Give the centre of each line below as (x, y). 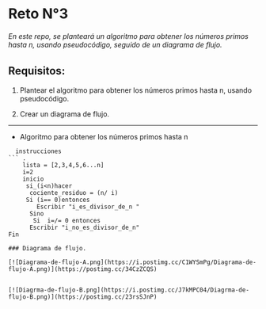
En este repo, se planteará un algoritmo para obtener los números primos (129, 36)
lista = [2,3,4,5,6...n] (63, 165)
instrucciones (38, 151)
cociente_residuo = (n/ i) (74, 193)
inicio (33, 179)
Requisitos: (37, 71)
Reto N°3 (38, 14)
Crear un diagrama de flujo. (64, 114)
